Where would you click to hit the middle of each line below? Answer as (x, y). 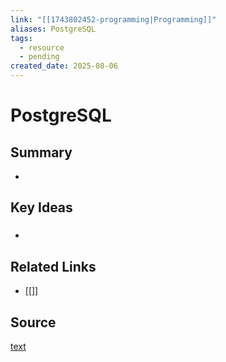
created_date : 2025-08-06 (64, 66)
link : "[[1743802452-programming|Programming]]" (113, 19)
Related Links (53, 266)
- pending (39, 57)
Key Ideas (41, 207)
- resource (42, 47)
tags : (21, 38)
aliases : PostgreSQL (53, 29)
